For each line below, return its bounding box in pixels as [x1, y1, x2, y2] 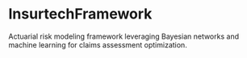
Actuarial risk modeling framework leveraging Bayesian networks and [8, 31, 240, 41]
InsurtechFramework [8, 5, 153, 23]
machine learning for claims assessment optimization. [8, 39, 187, 49]
